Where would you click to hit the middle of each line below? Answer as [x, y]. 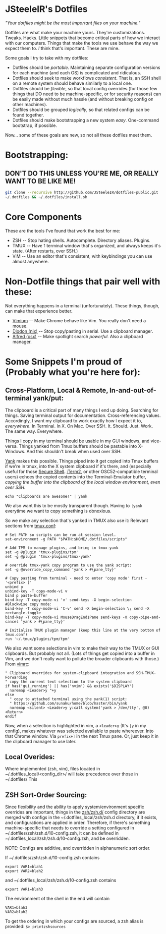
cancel [12, 621]
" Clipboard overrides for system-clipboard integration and [70, 673]
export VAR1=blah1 [24, 867]
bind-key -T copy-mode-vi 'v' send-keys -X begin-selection [69, 600]
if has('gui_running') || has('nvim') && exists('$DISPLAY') [70, 686]
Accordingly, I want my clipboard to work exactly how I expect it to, [74, 420]
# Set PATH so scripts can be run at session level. [61, 535]
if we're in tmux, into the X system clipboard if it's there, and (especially [78, 466]
